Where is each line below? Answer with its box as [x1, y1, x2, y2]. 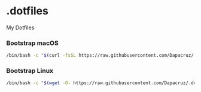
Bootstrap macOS [6, 39, 59, 47]
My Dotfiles [6, 24, 35, 31]
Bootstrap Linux [6, 67, 54, 75]
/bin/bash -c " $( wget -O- [6, 80, 71, 86]
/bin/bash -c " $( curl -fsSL [6, 53, 77, 59]
